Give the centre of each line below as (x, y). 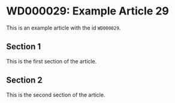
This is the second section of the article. (56, 95)
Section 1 (23, 47)
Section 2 (25, 80)
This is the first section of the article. (52, 61)
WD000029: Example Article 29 (88, 11)
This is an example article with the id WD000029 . (64, 28)
